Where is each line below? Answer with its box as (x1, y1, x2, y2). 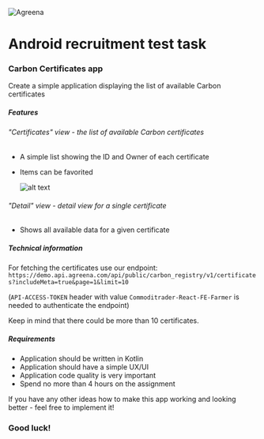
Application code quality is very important (19, 371, 157, 381)
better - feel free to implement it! (8, 403, 115, 412)
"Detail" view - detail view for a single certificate (8, 201, 167, 210)
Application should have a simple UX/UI (19, 362, 149, 372)
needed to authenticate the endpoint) (8, 301, 130, 310)
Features (8, 107, 39, 118)
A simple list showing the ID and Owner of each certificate (19, 152, 209, 162)
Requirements (8, 334, 55, 343)
